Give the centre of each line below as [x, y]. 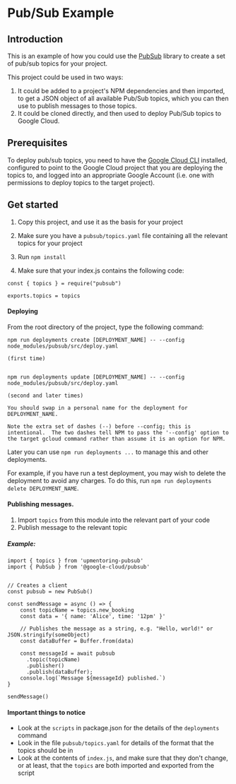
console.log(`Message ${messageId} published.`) [93, 678]
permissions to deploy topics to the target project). [81, 182]
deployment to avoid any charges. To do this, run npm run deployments [110, 480]
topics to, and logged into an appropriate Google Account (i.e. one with [111, 175]
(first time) [26, 358]
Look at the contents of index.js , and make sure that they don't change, [123, 758]
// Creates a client [38, 586]
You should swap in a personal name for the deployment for [98, 408]
